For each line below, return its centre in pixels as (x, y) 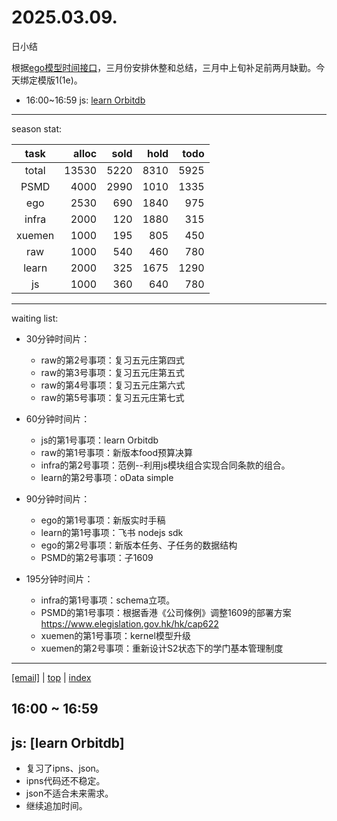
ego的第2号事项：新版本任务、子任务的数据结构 (139, 545)
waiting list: (35, 318)
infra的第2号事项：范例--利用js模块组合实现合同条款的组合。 (165, 465)
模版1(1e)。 (60, 80)
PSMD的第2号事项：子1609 (97, 557)
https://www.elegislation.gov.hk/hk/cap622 (129, 623)
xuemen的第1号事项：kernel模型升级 (115, 635)
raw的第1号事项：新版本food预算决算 (117, 452)
